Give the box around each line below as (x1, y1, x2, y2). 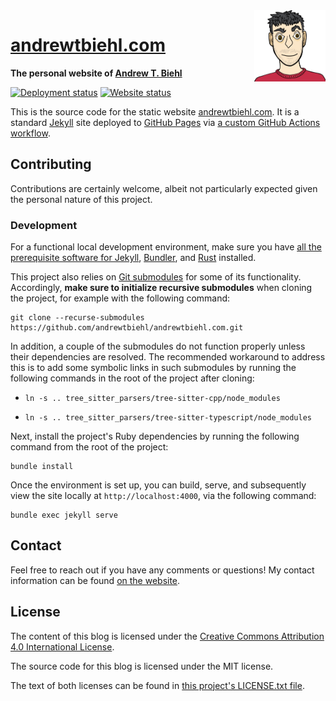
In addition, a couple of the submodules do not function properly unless (10, 340, 306, 353)
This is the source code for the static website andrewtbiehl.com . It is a (10, 105, 300, 118)
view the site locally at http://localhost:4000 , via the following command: (10, 490, 317, 502)
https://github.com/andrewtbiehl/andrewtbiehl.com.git (10, 323, 244, 333)
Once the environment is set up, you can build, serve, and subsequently (10, 479, 307, 491)
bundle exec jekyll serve (10, 510, 118, 521)
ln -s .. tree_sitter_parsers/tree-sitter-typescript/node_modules (24, 413, 312, 423)
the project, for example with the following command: (10, 292, 231, 304)
